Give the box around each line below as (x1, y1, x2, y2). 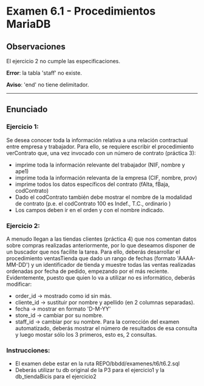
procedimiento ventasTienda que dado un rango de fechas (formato (6, 254, 176, 262)
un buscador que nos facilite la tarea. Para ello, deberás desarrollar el (6, 248, 180, 255)
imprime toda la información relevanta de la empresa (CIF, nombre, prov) (15, 174, 197, 181)
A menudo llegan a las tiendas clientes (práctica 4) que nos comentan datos (6, 235, 197, 243)
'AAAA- (177, 254, 196, 262)
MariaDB (6, 17, 51, 31)
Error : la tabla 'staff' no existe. (6, 69, 82, 77)
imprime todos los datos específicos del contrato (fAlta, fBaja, (15, 181, 170, 188)
